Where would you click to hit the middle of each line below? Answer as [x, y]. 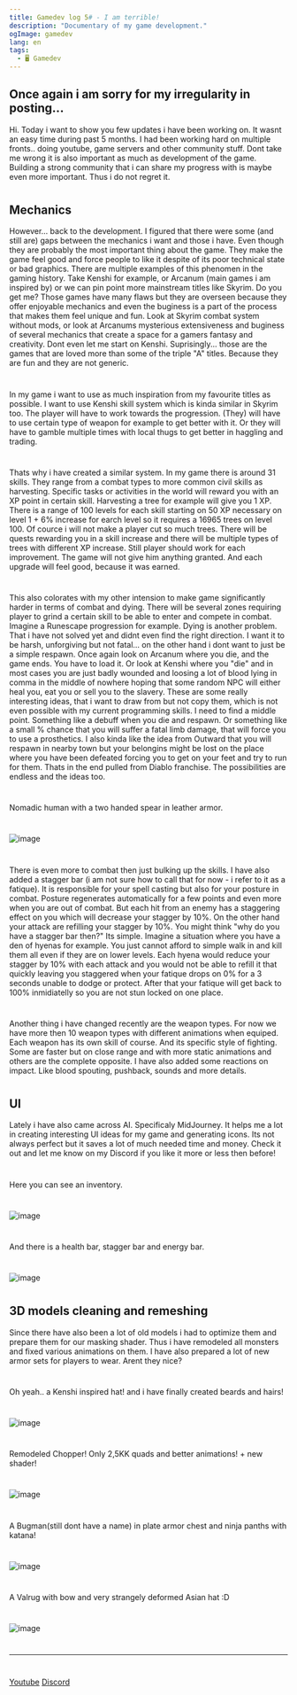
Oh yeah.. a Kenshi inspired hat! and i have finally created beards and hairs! [147, 1391]
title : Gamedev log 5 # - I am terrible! [85, 17]
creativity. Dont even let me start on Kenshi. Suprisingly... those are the [138, 344]
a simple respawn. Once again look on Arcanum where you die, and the [139, 654]
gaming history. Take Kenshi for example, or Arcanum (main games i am [140, 278]
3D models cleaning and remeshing [109, 1311]
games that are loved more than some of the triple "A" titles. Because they [144, 354]
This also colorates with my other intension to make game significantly [137, 597]
